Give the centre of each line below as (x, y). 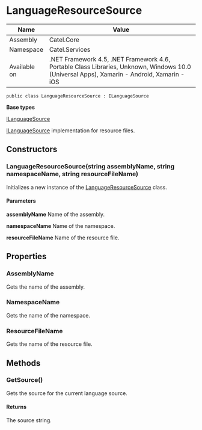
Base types (20, 107)
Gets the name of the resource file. (49, 344)
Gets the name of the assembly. (46, 287)
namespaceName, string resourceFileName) (72, 174)
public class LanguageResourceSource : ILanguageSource (78, 96)
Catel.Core (64, 40)
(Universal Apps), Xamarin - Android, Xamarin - (117, 74)
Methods (23, 363)
